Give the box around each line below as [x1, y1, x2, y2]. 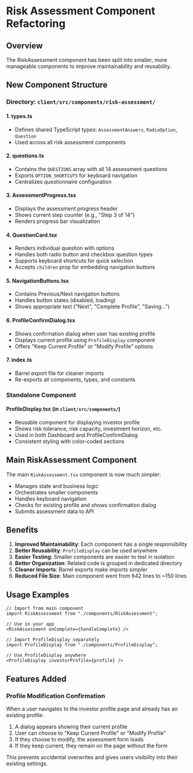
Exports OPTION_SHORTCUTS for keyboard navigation [14, 172, 138, 179]
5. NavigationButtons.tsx [6, 277, 69, 284]
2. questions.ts [6, 152, 45, 159]
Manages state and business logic [14, 482, 99, 489]
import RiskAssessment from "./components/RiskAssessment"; [6, 611, 159, 617]
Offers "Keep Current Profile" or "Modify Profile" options [14, 343, 153, 350]
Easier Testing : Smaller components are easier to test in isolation [14, 553, 175, 561]
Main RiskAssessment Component [6, 455, 137, 465]
